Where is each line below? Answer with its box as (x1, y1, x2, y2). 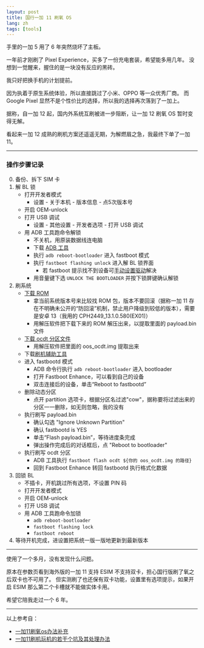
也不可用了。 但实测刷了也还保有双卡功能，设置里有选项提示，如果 (22, 575, 189, 583)
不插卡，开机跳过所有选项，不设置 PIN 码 (24, 479, 127, 486)
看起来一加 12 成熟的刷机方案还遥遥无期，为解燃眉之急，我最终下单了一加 (6, 131, 191, 138)
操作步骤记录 (6, 160, 44, 169)
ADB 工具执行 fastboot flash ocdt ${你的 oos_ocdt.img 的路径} (33, 456, 192, 463)
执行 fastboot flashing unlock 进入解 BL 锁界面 (33, 259, 154, 266)
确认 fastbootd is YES (33, 426, 87, 433)
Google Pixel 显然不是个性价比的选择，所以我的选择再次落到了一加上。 (6, 97, 183, 104)
